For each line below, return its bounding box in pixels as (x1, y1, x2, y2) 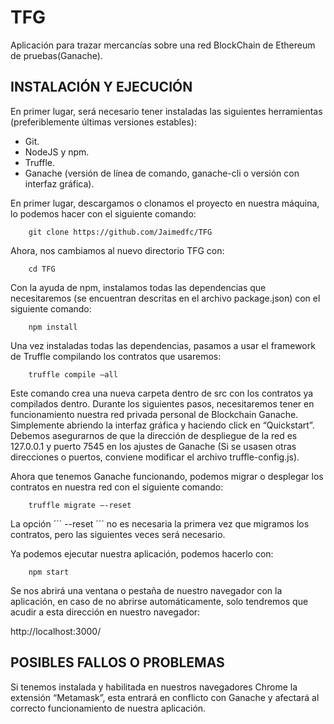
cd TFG (28, 264, 56, 274)
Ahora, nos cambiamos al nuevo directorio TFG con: (10, 244, 225, 256)
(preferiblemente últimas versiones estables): (10, 116, 197, 128)
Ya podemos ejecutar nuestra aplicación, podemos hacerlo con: (10, 547, 274, 560)
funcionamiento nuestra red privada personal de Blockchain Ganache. (10, 408, 299, 420)
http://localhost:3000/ (10, 625, 102, 637)
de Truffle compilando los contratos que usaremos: (10, 350, 222, 362)
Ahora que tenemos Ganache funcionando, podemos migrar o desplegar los (10, 470, 324, 482)
